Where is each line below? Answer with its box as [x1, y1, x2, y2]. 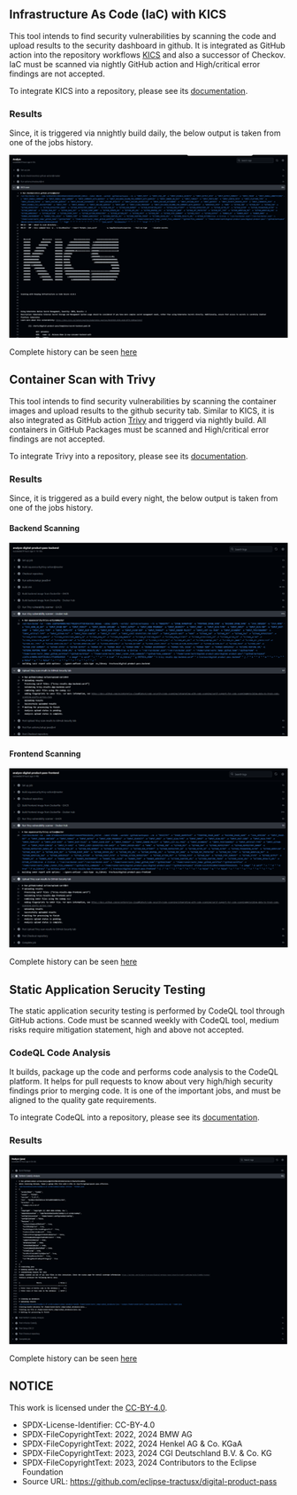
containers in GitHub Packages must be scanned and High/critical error [9, 424, 270, 434]
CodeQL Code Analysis [9, 1046, 111, 1059]
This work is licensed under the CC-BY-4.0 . [9, 1402, 168, 1413]
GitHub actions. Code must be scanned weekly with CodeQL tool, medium [9, 1015, 280, 1026]
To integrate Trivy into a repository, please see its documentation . [9, 450, 248, 461]
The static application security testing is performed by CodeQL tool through [9, 1006, 286, 1016]
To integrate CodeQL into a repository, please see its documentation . [9, 1112, 261, 1123]
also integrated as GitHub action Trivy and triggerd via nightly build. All [9, 414, 267, 425]
